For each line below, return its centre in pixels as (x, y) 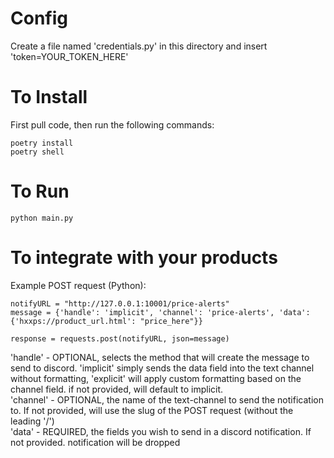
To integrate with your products (144, 258)
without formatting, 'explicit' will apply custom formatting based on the (156, 378)
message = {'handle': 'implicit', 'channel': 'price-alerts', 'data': (160, 312)
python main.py (42, 218)
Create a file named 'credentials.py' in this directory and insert (139, 46)
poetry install (42, 143)
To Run (40, 191)
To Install (49, 97)
